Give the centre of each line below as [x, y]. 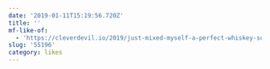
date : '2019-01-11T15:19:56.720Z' [66, 15]
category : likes [35, 52]
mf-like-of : [28, 30]
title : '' [25, 23]
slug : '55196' [32, 45]
